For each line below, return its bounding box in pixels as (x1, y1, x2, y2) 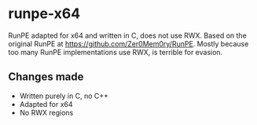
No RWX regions (19, 108, 74, 117)
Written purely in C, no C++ (19, 91, 108, 101)
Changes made (8, 70, 84, 83)
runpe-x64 (8, 5, 81, 23)
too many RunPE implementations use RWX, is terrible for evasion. (8, 47, 223, 57)
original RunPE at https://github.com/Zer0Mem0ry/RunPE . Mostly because (8, 39, 249, 48)
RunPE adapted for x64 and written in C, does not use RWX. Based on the (8, 31, 248, 40)
